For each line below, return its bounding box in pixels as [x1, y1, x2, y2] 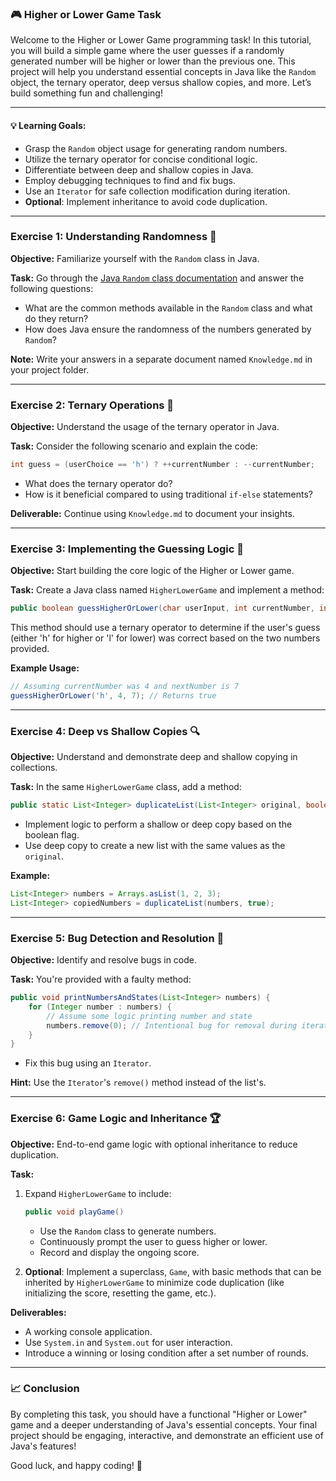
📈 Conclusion [10, 1382, 80, 1396]
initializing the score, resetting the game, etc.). [24, 1287, 217, 1299]
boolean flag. [24, 829, 80, 841]
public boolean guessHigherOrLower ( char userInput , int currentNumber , [10, 603, 315, 614]
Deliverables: [10, 1306, 67, 1318]
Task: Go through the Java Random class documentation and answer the [10, 272, 305, 284]
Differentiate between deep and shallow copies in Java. [24, 163, 254, 176]
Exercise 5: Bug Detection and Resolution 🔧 [10, 931, 225, 945]
